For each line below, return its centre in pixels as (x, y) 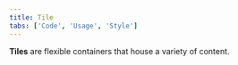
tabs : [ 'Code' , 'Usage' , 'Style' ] (74, 26)
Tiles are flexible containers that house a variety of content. (119, 51)
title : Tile (31, 17)
